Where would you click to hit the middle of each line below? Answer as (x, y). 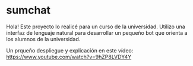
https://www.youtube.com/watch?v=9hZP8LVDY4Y (69, 57)
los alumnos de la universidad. (43, 39)
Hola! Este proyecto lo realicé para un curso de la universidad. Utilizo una (96, 27)
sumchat (29, 10)
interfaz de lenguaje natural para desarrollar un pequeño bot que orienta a (97, 32)
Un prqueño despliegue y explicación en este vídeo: (70, 50)
